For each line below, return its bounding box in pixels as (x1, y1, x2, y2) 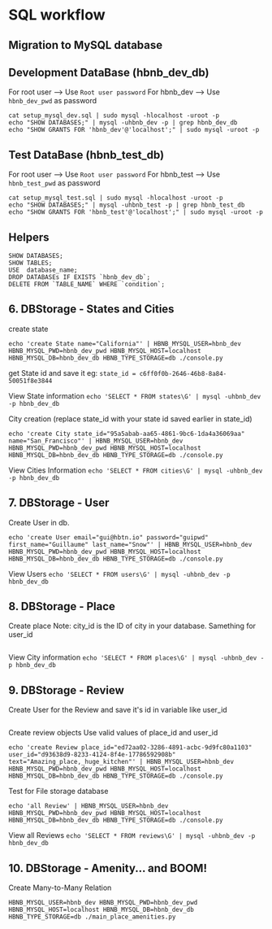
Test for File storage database (8, 787, 109, 796)
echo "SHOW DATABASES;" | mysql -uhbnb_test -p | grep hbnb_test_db (8, 201, 245, 209)
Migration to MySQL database (8, 38, 163, 52)
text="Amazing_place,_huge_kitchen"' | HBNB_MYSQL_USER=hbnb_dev (8, 758, 234, 766)
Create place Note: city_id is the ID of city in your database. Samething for (8, 621, 257, 631)
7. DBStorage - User (8, 496, 110, 510)
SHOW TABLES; (8, 259, 53, 268)
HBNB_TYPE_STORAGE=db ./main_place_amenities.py (8, 913, 176, 921)
